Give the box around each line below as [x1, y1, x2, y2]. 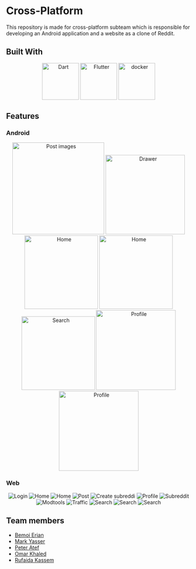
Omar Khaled [14, 550, 47, 557]
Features [6, 111, 39, 121]
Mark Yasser [14, 537, 45, 545]
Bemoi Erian [14, 531, 44, 538]
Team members [6, 516, 65, 526]
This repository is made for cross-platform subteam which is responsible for [6, 24, 190, 31]
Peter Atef [14, 544, 39, 551]
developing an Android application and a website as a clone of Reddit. [6, 29, 175, 36]
